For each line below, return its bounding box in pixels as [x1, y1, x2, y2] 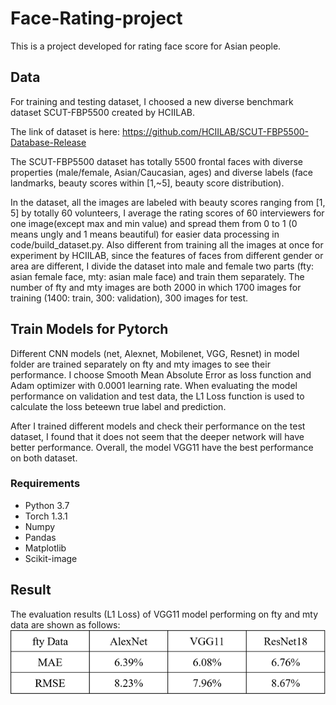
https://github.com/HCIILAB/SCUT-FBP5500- [121, 125, 309, 137]
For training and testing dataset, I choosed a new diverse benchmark [10, 95, 294, 107]
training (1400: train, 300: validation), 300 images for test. [10, 292, 249, 304]
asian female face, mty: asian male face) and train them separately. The [10, 270, 305, 282]
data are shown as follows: [10, 618, 121, 631]
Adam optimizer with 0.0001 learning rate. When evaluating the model [10, 379, 298, 391]
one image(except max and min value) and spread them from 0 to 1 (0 [10, 217, 298, 229]
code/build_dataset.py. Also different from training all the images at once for [10, 238, 324, 251]
